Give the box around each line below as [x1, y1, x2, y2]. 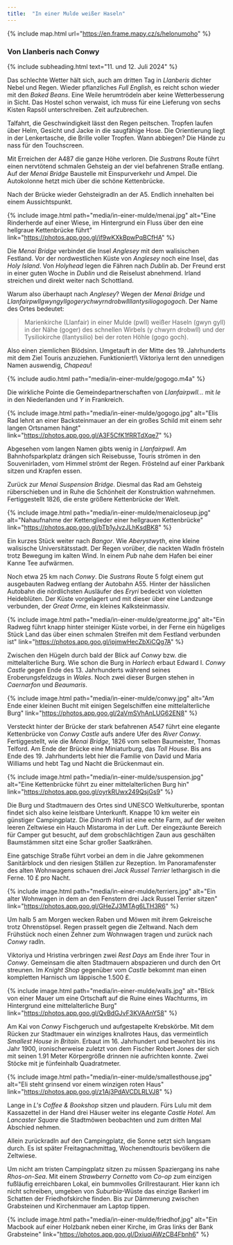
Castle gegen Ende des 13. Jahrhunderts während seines [7, 666, 171, 674]
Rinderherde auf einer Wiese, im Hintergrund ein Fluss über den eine [7, 218, 204, 227]
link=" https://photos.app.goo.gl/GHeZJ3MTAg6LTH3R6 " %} [7, 901, 179, 910]
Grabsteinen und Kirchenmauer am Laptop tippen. [7, 1201, 150, 1210]
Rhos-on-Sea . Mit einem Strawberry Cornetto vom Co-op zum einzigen [7, 1172, 212, 1180]
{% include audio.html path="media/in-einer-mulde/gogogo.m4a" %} [7, 374, 206, 383]
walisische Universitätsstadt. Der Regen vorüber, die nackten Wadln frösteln [7, 544, 225, 552]
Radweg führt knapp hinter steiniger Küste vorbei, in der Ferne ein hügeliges [7, 622, 225, 631]
